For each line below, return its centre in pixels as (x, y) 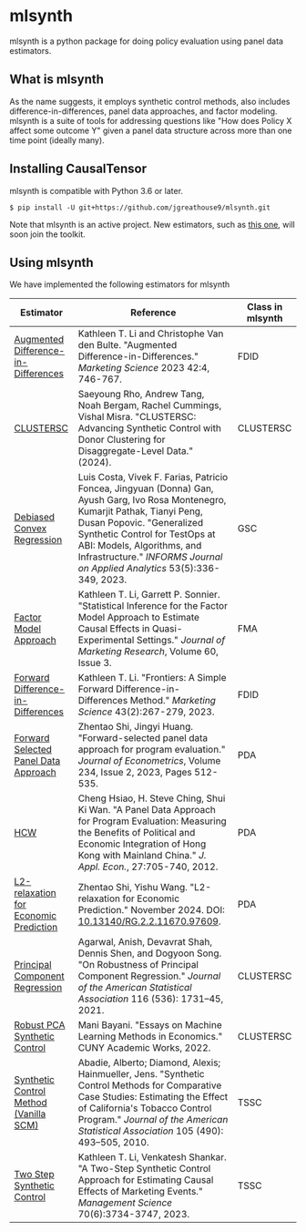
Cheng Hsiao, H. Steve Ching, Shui (152, 798)
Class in (265, 307)
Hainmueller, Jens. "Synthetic (141, 1074)
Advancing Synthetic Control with (149, 428)
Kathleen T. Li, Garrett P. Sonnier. (149, 595)
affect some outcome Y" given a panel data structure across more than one (151, 130)
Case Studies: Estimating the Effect (153, 1097)
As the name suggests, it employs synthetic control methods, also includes (150, 101)
